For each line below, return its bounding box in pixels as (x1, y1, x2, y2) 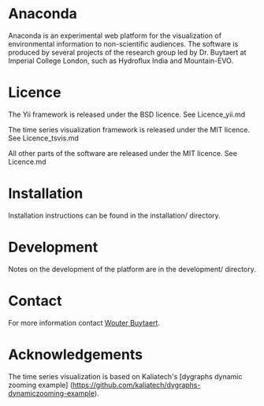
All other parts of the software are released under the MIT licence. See (8, 148, 238, 158)
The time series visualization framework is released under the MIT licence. (8, 125, 251, 134)
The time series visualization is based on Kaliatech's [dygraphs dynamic (8, 371, 243, 381)
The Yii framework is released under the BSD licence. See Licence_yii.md (8, 110, 246, 119)
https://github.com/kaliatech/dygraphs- (72, 380, 201, 389)
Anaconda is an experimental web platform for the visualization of (8, 31, 222, 40)
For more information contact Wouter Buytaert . (8, 318, 160, 327)
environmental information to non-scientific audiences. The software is (8, 39, 239, 48)
